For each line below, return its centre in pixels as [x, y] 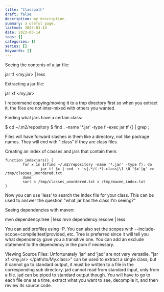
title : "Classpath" [25, 10]
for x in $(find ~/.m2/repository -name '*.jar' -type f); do [87, 164]
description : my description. [36, 19]
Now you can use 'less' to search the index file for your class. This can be [80, 195]
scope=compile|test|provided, [35, 234]
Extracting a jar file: [25, 83]
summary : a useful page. [30, 23]
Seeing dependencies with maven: [40, 210]
